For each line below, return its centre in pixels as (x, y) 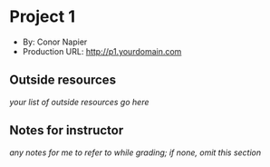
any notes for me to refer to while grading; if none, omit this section (135, 152)
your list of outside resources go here (79, 102)
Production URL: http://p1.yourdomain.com (102, 51)
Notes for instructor (67, 130)
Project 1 (42, 17)
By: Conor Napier (55, 42)
